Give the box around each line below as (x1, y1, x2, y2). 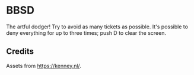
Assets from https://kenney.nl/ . (6, 62, 82, 69)
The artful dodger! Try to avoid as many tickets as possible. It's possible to (6, 23, 189, 30)
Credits (6, 47, 34, 57)
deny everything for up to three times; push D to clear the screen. (6, 29, 166, 36)
